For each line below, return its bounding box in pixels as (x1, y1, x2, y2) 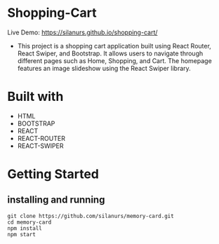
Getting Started (7, 166, 100, 182)
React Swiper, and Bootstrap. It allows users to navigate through (17, 49, 204, 57)
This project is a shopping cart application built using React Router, (17, 41, 212, 50)
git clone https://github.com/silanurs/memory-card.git (7, 212, 174, 219)
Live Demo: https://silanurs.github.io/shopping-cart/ (7, 28, 158, 36)
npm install (7, 224, 42, 232)
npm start (7, 231, 36, 238)
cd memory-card (7, 219, 52, 226)
